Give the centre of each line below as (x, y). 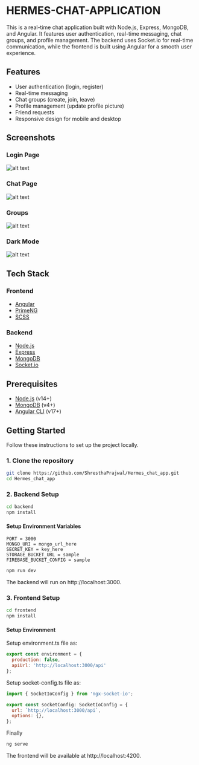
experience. (21, 53)
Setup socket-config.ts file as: (44, 682)
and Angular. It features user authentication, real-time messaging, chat (94, 33)
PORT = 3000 (21, 539)
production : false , (36, 660)
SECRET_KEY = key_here (35, 550)
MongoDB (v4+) (35, 405)
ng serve (17, 744)
